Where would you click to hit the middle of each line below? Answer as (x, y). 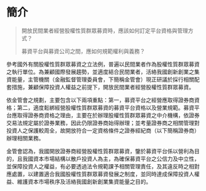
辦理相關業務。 (25, 138)
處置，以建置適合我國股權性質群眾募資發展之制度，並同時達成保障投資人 (103, 174)
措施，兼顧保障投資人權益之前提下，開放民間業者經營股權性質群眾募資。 (103, 87)
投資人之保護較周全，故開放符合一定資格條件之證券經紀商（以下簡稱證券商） (103, 130)
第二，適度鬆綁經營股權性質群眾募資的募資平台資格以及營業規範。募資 (105, 107)
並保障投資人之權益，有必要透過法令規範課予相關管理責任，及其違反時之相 (100, 166)
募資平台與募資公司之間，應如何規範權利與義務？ (83, 51)
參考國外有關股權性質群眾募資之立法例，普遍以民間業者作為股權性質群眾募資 (103, 64)
